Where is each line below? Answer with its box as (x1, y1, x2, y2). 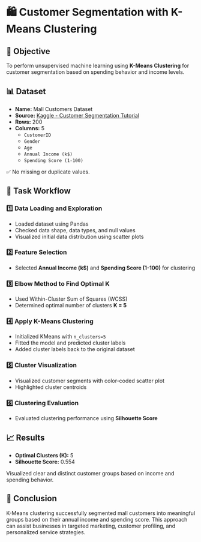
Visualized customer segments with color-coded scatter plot (14, 377, 165, 384)
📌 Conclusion (6, 493, 57, 504)
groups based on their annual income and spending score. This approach (6, 516, 188, 523)
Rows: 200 (14, 118, 43, 125)
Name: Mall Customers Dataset (14, 105, 93, 112)
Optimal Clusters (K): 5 (14, 451, 74, 459)
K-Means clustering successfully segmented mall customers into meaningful (6, 509, 196, 517)
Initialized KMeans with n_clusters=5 (14, 333, 106, 340)
